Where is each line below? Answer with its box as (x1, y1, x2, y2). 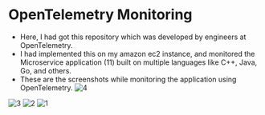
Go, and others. (19, 65, 72, 75)
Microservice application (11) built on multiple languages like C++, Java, (19, 57, 258, 67)
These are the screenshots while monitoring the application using (19, 74, 237, 84)
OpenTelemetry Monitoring (8, 6, 193, 24)
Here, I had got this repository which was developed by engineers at (19, 32, 247, 42)
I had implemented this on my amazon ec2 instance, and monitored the (19, 49, 255, 58)
